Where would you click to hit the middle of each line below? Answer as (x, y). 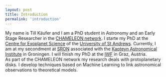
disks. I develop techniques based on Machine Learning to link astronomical (83, 65)
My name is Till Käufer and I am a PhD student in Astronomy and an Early (80, 33)
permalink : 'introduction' (33, 19)
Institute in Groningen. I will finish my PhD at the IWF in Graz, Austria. (76, 54)
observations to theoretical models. (42, 70)
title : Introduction (27, 14)
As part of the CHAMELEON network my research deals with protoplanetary (83, 60)
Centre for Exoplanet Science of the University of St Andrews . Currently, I (81, 44)
